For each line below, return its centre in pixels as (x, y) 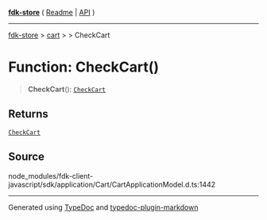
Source (27, 157)
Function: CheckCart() (84, 67)
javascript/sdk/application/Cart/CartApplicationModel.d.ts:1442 (112, 184)
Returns (29, 114)
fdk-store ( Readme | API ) (52, 12)
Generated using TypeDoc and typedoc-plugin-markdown (103, 207)
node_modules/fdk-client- (51, 176)
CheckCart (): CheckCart (66, 89)
